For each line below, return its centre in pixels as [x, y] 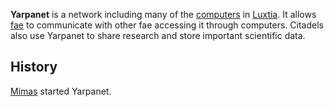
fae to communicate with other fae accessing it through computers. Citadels [167, 25]
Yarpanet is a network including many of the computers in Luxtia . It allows [163, 14]
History [34, 67]
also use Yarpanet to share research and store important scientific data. [158, 35]
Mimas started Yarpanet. [61, 91]
